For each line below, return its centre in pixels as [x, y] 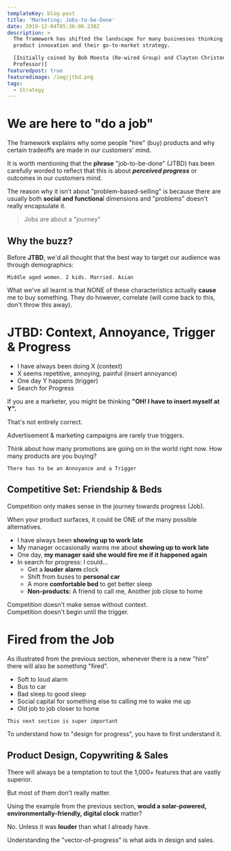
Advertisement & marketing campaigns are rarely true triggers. [96, 435]
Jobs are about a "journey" [62, 219]
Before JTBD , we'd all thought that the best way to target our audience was [114, 257]
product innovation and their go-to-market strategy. [92, 45]
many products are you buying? [52, 456]
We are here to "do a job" [80, 124]
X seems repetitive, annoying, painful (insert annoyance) [97, 373]
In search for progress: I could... [62, 562]
